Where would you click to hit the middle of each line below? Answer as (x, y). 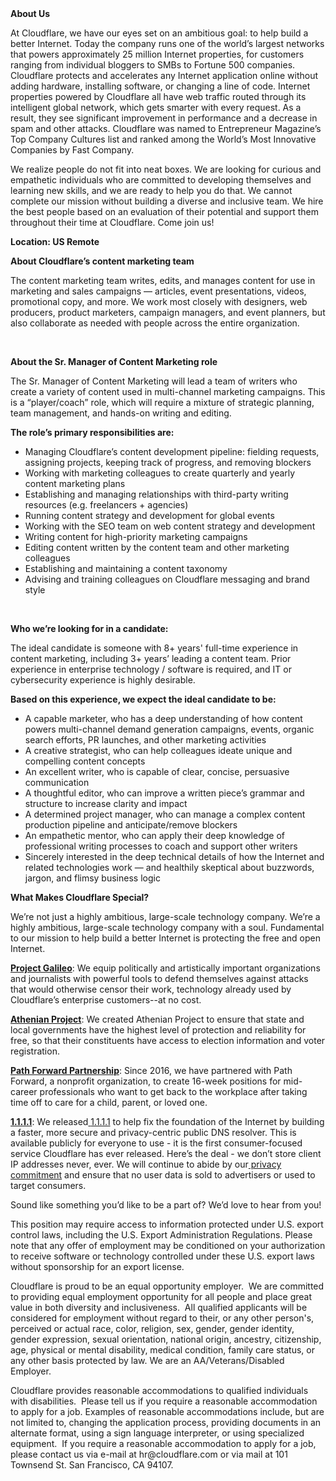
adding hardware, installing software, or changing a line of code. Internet (160, 86)
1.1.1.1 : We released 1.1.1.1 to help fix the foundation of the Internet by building (167, 1121)
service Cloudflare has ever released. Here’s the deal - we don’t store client (166, 1153)
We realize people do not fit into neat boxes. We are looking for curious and (166, 169)
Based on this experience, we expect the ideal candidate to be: (143, 699)
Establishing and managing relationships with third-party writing (156, 494)
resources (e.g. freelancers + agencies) (106, 505)
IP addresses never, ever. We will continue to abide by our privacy (146, 1164)
